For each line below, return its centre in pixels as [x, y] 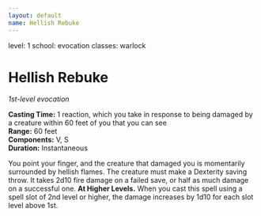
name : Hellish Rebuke [44, 23]
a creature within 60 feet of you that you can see [88, 123]
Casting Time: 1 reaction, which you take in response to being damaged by [130, 115]
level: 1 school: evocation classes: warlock [77, 45]
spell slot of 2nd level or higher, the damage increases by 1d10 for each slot [131, 197]
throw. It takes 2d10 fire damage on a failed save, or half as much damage [129, 180]
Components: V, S [38, 140]
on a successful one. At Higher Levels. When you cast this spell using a [125, 189]
